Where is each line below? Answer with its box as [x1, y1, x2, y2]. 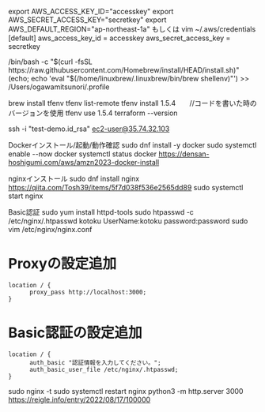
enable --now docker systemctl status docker [8, 149, 157, 159]
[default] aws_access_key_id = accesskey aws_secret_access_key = [8, 33, 231, 43]
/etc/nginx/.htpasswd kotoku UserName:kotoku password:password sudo [8, 216, 248, 226]
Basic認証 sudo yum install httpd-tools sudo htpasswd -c [8, 208, 194, 216]
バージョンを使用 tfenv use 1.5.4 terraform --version [8, 108, 178, 118]
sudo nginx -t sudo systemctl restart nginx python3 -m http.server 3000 [8, 386, 244, 395]
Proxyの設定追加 [8, 255, 117, 273]
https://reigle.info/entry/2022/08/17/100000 [8, 395, 151, 404]
